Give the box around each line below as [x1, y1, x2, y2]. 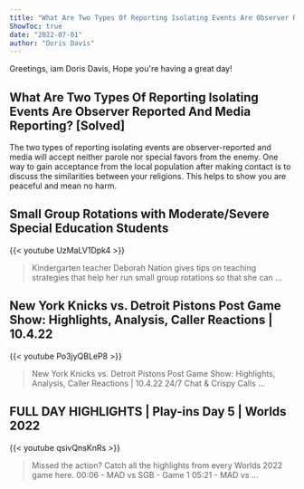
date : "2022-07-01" [9, 30, 83, 39]
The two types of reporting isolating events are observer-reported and [9, 142, 271, 153]
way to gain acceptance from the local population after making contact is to [9, 161, 291, 172]
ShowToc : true [9, 22, 63, 31]
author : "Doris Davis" [9, 38, 95, 48]
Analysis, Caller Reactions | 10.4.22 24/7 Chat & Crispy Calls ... [31, 378, 265, 388]
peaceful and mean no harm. [9, 180, 118, 191]
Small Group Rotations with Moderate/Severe [9, 206, 270, 222]
